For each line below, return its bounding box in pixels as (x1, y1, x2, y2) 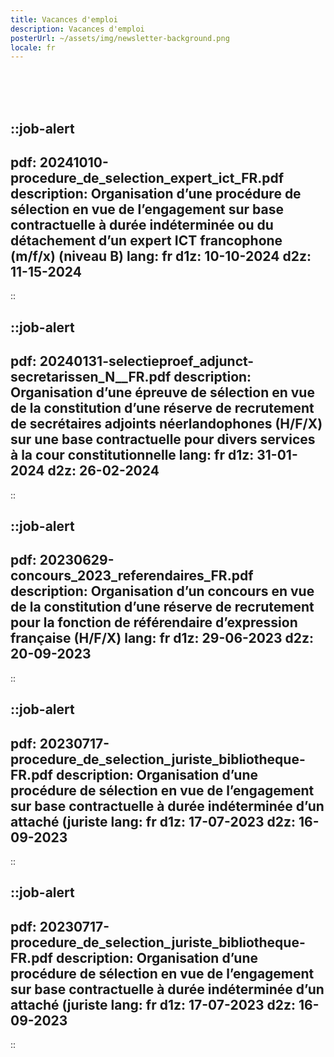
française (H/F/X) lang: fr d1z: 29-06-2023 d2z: (10, 630, 315, 647)
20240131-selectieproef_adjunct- (39, 353, 255, 370)
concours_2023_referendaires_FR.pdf (10, 567, 254, 585)
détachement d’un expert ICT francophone (10, 232, 283, 250)
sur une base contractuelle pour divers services (10, 431, 316, 448)
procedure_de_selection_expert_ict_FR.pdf (10, 170, 285, 187)
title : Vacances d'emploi (10, 14, 118, 25)
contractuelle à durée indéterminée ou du (10, 217, 274, 234)
